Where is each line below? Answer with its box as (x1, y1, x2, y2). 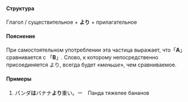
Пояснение (6, 33, 36, 40)
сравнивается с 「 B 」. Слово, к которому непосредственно (6, 54, 159, 61)
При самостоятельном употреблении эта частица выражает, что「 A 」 (6, 46, 186, 53)
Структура (6, 5, 34, 12)
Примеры (6, 75, 31, 82)
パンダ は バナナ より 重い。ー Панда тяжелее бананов (14, 89, 149, 96)
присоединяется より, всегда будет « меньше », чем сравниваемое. (6, 61, 177, 68)
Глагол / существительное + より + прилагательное (6, 18, 138, 26)
